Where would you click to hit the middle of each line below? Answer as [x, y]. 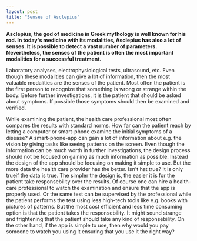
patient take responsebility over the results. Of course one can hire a [89, 181]
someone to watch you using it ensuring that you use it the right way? [90, 231]
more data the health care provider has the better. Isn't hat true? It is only [95, 169]
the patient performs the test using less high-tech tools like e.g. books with [97, 200]
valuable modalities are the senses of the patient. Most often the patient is [96, 82]
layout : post [22, 11]
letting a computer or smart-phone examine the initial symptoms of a [89, 131]
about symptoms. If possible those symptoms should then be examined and [98, 101]
